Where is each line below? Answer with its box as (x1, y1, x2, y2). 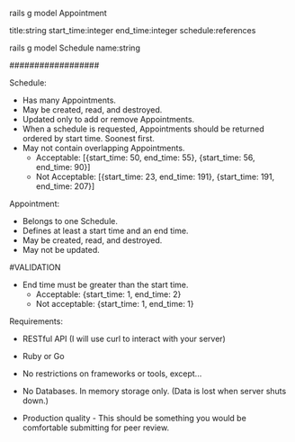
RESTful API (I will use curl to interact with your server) (22, 333, 227, 344)
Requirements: (9, 316, 63, 327)
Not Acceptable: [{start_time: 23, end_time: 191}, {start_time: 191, (35, 171, 275, 182)
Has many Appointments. (22, 95, 117, 105)
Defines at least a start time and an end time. (22, 225, 189, 236)
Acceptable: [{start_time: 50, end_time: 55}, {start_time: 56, (35, 152, 255, 163)
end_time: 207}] (35, 181, 95, 192)
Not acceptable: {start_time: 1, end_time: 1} (35, 299, 195, 309)
